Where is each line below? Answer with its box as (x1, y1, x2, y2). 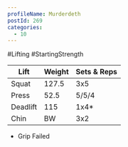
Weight (43, 67, 69, 77)
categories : (7, 24, 43, 31)
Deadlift (11, 102, 38, 112)
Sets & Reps (75, 67, 117, 77)
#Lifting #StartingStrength (7, 50, 84, 59)
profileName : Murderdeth (7, 10, 81, 18)
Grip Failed (17, 132, 50, 141)
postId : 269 (7, 17, 43, 24)
